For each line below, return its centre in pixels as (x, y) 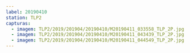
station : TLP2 (24, 18)
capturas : (18, 23)
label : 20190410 (26, 12)
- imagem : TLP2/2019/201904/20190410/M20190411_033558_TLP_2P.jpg (98, 29)
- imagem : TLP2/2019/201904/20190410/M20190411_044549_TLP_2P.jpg (98, 40)
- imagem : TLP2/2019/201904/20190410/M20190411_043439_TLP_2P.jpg (98, 35)
